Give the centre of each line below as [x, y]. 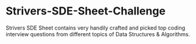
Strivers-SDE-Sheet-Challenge [86, 11]
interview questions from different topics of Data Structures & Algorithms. [98, 34]
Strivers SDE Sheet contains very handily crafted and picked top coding [96, 28]
